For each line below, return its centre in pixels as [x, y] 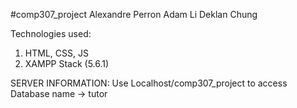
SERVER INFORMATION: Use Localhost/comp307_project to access [149, 83]
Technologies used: [51, 33]
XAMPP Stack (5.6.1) [67, 63]
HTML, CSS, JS [56, 53]
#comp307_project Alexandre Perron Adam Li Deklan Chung [134, 14]
